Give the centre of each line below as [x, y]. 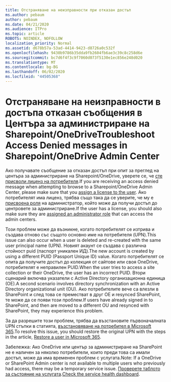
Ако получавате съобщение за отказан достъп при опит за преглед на [82, 170]
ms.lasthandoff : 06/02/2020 [35, 72]
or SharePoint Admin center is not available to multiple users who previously [86, 363]
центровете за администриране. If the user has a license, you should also [84, 208]
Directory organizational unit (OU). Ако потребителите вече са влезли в [82, 289]
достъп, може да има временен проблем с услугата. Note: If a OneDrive [83, 357]
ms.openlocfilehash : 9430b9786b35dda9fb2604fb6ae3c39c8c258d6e [74, 53]
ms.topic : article [25, 34]
